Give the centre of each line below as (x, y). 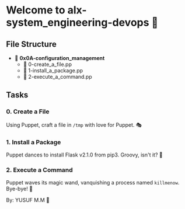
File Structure (31, 44)
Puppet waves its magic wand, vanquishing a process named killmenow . (93, 183)
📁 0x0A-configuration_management (60, 58)
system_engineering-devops (78, 22)
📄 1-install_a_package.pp (53, 70)
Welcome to (36, 10)
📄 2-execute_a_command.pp (57, 77)
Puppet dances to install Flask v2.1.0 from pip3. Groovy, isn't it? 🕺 (84, 155)
